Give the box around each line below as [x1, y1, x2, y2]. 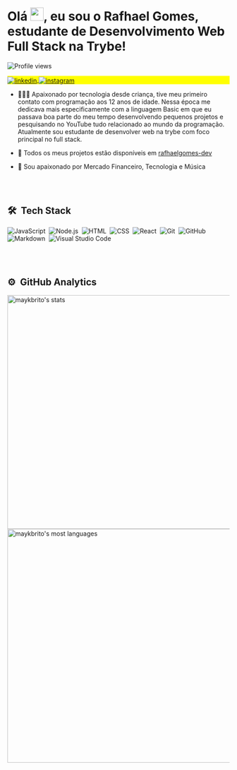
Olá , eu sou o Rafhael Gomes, [7, 8, 199, 25]
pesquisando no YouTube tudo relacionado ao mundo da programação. [17, 120, 225, 128]
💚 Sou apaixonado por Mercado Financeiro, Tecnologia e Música [17, 162, 206, 171]
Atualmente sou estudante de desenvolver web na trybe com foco [17, 127, 210, 136]
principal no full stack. [17, 135, 83, 143]
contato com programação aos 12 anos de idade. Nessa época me [17, 97, 211, 106]
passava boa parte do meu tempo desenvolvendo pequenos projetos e [17, 112, 224, 121]
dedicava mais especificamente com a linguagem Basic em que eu [17, 104, 212, 113]
